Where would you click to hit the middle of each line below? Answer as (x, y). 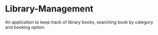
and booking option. (25, 27)
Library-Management (49, 9)
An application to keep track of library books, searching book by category (79, 22)
